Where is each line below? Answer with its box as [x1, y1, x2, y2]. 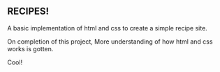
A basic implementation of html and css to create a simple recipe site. [7, 24, 207, 32]
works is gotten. [7, 44, 54, 53]
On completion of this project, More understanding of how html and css [7, 37, 213, 46]
